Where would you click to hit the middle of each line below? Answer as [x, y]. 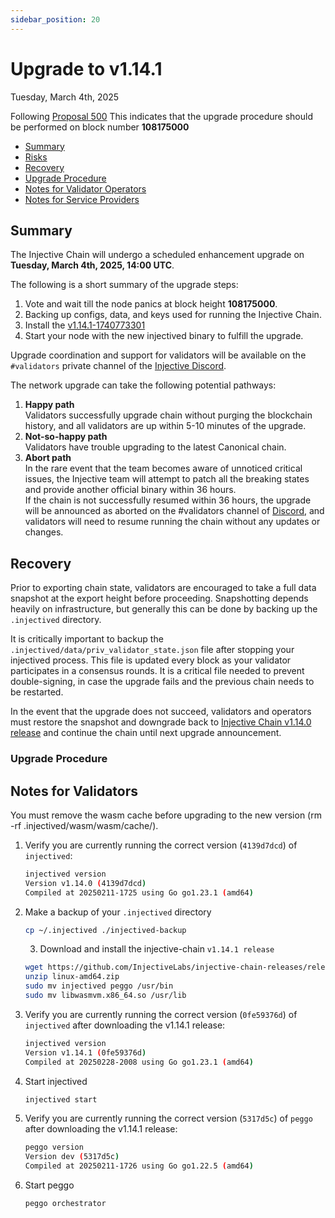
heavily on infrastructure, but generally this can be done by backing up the [164, 609]
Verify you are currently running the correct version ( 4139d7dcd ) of [161, 845]
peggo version [54, 1147]
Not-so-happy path [66, 437]
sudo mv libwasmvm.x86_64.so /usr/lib [105, 996]
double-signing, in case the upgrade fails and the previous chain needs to [162, 682]
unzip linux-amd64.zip [72, 977]
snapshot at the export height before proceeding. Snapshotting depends [159, 598]
